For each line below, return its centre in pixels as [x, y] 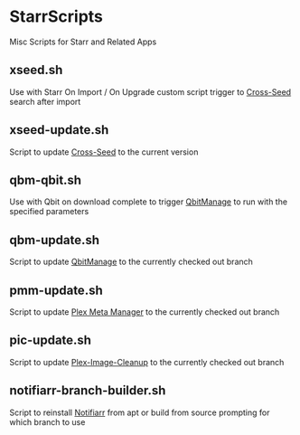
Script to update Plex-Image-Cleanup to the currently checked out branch [147, 362]
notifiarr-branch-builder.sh [88, 391]
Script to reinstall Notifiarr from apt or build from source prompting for [140, 412]
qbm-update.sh [55, 240]
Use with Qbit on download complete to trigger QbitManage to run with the [148, 202]
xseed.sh [36, 70]
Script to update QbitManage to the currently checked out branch [131, 262]
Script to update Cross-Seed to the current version [104, 152]
